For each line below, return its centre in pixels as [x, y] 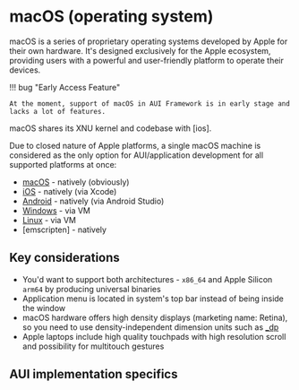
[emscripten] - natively [64, 230]
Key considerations [65, 258]
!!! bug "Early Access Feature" [65, 87]
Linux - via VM [49, 220]
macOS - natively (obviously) [76, 182]
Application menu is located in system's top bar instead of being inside [153, 299]
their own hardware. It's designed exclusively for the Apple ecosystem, [140, 50]
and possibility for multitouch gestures [93, 346]
